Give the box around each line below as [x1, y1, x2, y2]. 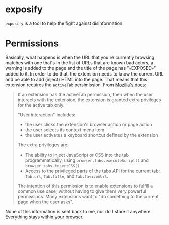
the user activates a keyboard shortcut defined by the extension [25, 132, 158, 138]
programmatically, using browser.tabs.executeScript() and [25, 157, 149, 163]
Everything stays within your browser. [5, 214, 84, 220]
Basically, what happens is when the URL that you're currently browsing [5, 54, 155, 60]
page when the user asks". [17, 199, 73, 205]
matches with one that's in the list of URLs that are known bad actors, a [5, 59, 154, 66]
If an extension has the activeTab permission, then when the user [17, 91, 153, 97]
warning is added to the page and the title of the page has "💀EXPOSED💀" [5, 65, 156, 71]
